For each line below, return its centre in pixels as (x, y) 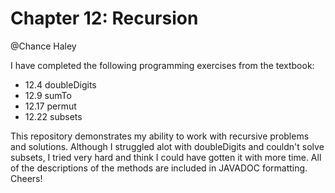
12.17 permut (50, 106)
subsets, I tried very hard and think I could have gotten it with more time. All (166, 157)
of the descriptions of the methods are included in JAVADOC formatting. (159, 168)
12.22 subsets (53, 116)
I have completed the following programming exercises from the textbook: (162, 65)
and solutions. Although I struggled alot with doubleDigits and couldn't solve (167, 146)
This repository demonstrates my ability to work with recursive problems (160, 136)
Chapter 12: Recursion (104, 18)
